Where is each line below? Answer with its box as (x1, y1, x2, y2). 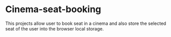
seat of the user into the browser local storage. (5, 25, 104, 31)
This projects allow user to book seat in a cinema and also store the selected (5, 20, 166, 26)
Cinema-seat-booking (5, 4, 102, 15)
